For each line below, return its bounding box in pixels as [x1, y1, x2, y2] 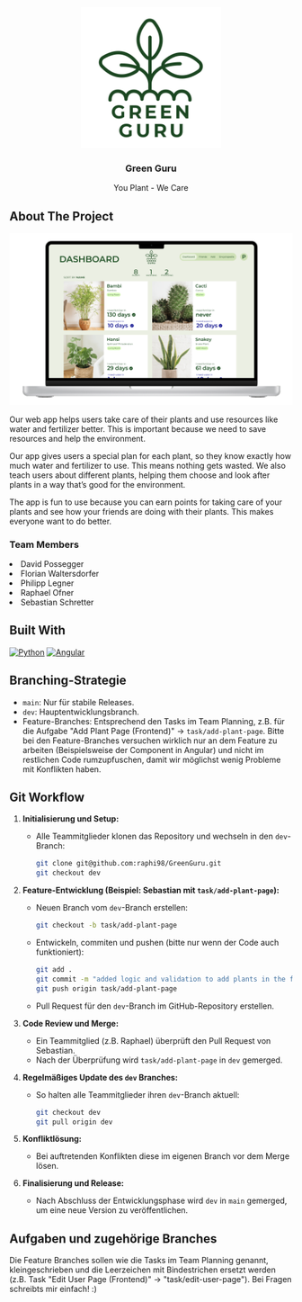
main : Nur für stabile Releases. [22, 696, 135, 707]
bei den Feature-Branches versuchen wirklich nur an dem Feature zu [22, 735, 278, 746]
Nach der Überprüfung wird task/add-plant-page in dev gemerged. [35, 1055, 283, 1065]
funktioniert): [35, 947, 84, 957]
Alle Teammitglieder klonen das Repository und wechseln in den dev [35, 831, 288, 842]
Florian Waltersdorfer [21, 569, 100, 579]
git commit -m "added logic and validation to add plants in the [35, 974, 286, 983]
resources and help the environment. [9, 433, 147, 444]
